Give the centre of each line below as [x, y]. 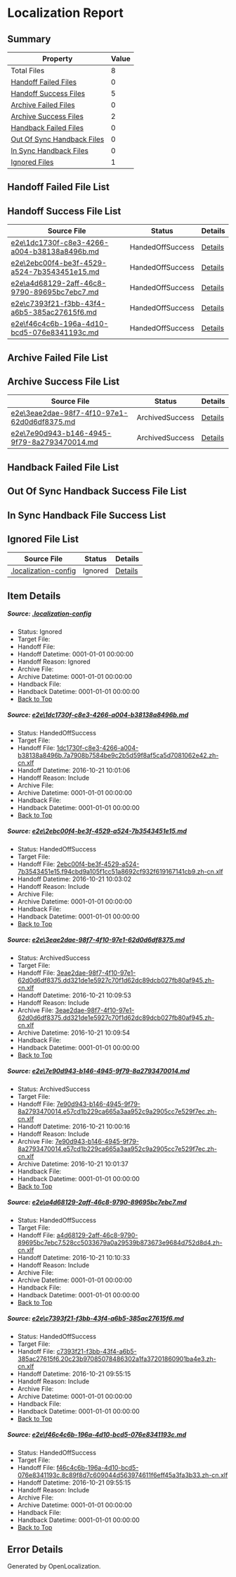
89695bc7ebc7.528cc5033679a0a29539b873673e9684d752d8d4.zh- [120, 1242]
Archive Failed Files [43, 105]
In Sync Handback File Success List [87, 515]
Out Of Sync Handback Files [58, 139]
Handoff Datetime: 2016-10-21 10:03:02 [74, 879]
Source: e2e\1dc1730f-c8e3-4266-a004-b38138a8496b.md [98, 715]
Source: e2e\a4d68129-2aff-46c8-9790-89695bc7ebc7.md [97, 1202]
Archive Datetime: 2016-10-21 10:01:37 [73, 1164]
